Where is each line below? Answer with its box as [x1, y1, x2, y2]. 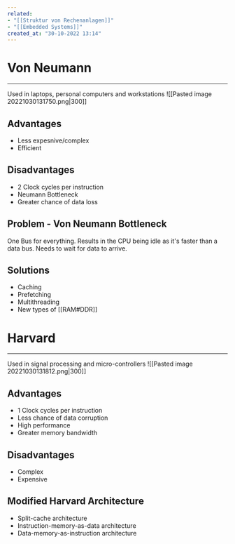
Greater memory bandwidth [17, 429, 98, 437]
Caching [17, 283, 42, 291]
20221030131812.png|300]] [7, 367, 87, 376]
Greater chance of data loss [17, 197, 98, 206]
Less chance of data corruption [17, 413, 108, 422]
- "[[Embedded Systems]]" [7, 23, 83, 30]
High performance [17, 421, 71, 430]
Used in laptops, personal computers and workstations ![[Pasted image [7, 90, 212, 98]
